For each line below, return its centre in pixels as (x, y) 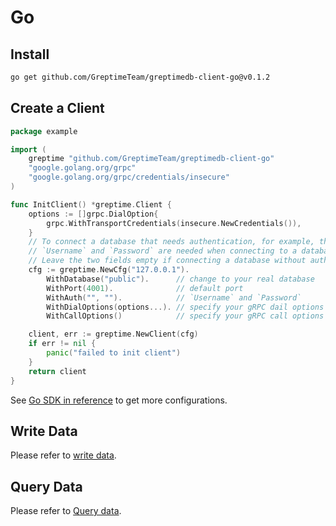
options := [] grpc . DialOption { (93, 214)
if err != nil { (62, 344)
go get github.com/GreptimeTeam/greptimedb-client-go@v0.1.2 (140, 77)
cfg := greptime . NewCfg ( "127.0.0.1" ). (109, 270)
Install (30, 54)
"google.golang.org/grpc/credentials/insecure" (129, 177)
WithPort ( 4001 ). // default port (145, 288)
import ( (28, 149)
